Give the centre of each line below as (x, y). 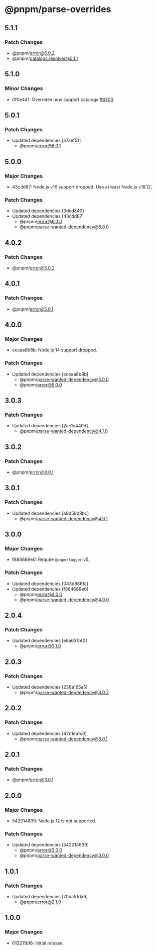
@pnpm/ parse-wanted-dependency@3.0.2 (64, 693)
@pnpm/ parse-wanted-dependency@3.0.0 (64, 856)
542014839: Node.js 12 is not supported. (54, 821)
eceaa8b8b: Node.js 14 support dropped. (54, 350)
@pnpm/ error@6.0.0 (41, 222)
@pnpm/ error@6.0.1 (40, 146)
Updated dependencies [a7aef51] (46, 140)
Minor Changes (24, 88)
